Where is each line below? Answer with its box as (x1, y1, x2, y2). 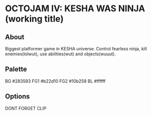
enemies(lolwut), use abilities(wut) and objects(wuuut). (5, 51, 116, 57)
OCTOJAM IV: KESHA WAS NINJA (5, 3, 145, 14)
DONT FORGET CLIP (5, 105, 46, 111)
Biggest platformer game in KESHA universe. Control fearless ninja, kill (5, 46, 147, 51)
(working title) (5, 13, 64, 24)
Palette (5, 65, 27, 73)
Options (5, 92, 30, 101)
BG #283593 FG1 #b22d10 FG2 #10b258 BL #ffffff (5, 78, 106, 84)
